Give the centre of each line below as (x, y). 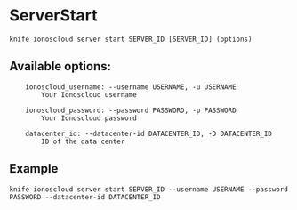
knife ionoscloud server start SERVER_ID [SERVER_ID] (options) (131, 39)
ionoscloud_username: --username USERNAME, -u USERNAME (131, 87)
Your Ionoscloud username (89, 94)
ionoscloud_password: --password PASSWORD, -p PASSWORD (131, 110)
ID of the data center (83, 141)
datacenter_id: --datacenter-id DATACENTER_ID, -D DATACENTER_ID (149, 133)
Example (34, 169)
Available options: (60, 66)
